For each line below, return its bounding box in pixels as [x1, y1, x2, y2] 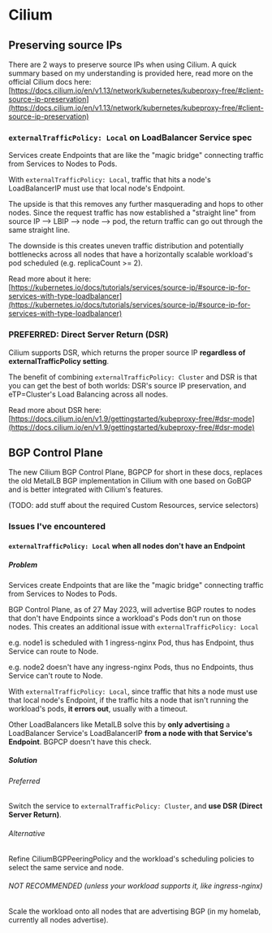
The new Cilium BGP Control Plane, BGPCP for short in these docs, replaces [8, 467, 263, 477]
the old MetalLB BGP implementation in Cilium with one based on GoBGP [8, 476, 252, 486]
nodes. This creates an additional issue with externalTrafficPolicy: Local [8, 621, 259, 632]
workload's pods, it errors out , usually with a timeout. [8, 703, 188, 713]
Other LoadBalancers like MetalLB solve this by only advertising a [8, 719, 231, 729]
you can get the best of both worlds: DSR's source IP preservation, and [8, 380, 247, 390]
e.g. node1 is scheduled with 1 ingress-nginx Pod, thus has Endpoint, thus [8, 637, 254, 647]
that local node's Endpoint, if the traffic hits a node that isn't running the [8, 694, 249, 705]
